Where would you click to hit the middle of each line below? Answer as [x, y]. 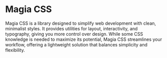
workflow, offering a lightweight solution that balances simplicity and [76, 44]
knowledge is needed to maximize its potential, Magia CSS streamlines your [84, 39]
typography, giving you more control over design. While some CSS [74, 34]
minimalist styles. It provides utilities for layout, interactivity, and [71, 28]
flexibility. [15, 50]
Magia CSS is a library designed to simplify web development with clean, [81, 23]
